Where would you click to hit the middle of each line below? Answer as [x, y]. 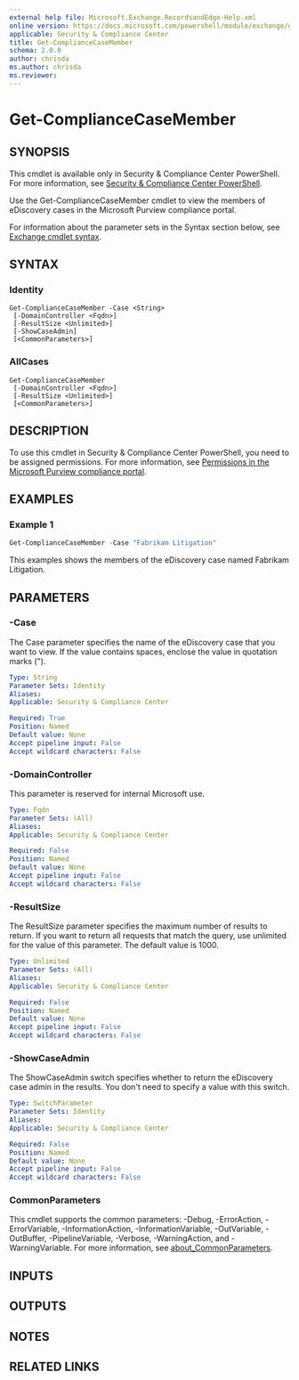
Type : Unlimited [39, 962]
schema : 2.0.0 [36, 51]
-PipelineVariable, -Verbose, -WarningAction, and [139, 1238]
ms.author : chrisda [45, 68]
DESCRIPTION [49, 431]
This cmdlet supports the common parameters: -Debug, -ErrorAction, [137, 1220]
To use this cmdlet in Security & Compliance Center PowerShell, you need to [149, 452]
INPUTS [31, 1275]
